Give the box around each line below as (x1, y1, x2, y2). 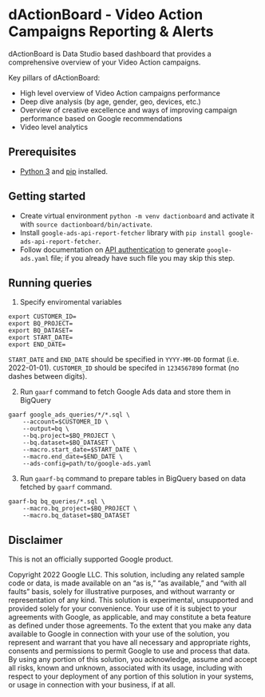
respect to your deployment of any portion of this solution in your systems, (8, 671, 254, 681)
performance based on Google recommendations (19, 113, 183, 123)
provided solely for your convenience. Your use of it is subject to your (8, 604, 237, 613)
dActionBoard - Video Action (8, 6, 204, 24)
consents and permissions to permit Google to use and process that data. (8, 646, 250, 656)
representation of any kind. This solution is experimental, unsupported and (8, 596, 254, 605)
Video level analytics (19, 122, 89, 132)
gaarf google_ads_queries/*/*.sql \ (8, 411, 130, 419)
